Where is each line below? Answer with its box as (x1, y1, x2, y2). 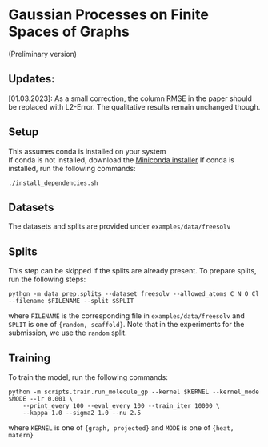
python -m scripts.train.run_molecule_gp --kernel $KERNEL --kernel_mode (8, 388, 260, 396)
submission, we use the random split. (8, 328, 127, 337)
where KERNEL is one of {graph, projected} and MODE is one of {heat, (8, 423, 234, 433)
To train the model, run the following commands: (8, 373, 168, 381)
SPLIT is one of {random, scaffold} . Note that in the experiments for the (8, 320, 245, 329)
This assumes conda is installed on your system (8, 146, 166, 156)
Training (8, 351, 51, 365)
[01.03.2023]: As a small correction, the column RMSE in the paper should (8, 94, 252, 103)
